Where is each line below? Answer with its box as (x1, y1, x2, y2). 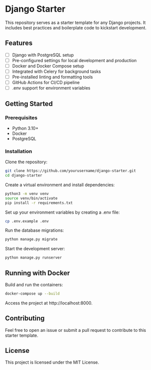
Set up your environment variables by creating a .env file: (5, 209, 120, 215)
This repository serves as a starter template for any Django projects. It (5, 20, 146, 25)
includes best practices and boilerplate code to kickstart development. (5, 24, 147, 30)
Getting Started (5, 99, 53, 108)
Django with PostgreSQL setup (12, 52, 74, 58)
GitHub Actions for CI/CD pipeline (12, 80, 80, 86)
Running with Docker (5, 269, 70, 277)
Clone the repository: (5, 159, 48, 165)
